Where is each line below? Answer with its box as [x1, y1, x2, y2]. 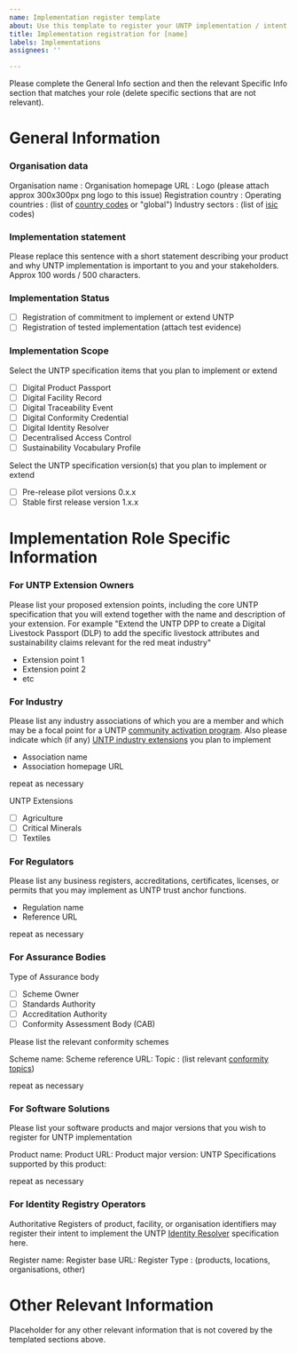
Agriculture [21, 812, 64, 823]
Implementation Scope [9, 345, 109, 357]
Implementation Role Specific [9, 529, 231, 549]
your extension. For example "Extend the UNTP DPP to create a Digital [9, 618, 266, 629]
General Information [9, 128, 161, 148]
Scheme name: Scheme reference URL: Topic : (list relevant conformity [9, 1054, 269, 1064]
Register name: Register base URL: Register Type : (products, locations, [9, 1254, 270, 1265]
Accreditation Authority [21, 1008, 108, 1019]
